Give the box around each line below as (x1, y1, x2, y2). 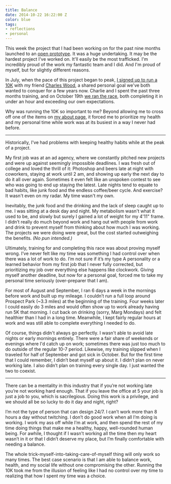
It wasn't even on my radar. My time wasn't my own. (5, 192, 115, 199)
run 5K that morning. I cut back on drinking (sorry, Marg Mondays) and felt (5, 309, 162, 315)
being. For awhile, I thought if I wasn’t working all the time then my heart (5, 430, 157, 437)
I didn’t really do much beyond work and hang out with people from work (5, 219, 158, 225)
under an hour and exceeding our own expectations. (5, 99, 116, 105)
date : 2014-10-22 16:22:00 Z (5, 12, 67, 17)
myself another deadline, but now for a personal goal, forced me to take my (5, 272, 164, 278)
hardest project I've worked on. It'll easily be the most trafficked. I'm (5, 56, 149, 62)
